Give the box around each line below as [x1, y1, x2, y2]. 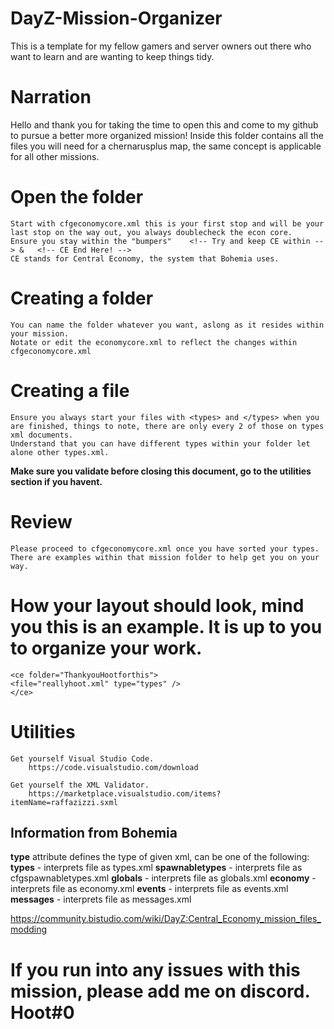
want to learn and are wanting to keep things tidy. [10, 50, 215, 62]
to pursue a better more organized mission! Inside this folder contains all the [10, 129, 324, 141]
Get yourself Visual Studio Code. [10, 753, 155, 764]
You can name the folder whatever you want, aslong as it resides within [10, 320, 325, 330]
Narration [10, 86, 92, 109]
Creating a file [10, 379, 130, 402]
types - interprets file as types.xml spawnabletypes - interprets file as [10, 862, 303, 874]
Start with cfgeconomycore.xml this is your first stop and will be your [10, 218, 325, 229]
